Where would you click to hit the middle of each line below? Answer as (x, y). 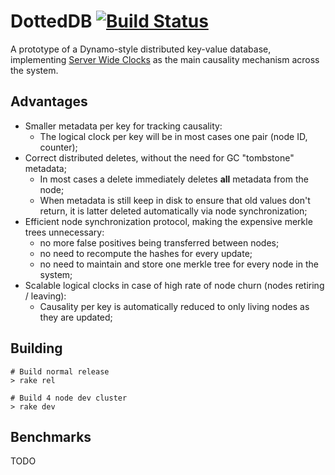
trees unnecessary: (64, 232)
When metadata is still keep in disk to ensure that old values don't (175, 200)
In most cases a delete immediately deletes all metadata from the (174, 179)
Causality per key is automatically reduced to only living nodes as (174, 306)
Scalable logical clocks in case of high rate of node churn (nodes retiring (174, 285)
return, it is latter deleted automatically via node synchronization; (173, 211)
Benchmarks (51, 436)
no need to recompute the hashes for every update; (146, 253)
